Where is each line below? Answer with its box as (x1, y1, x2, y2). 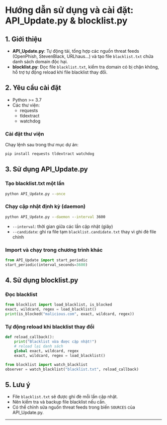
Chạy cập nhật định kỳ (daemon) (5, 203, 86, 210)
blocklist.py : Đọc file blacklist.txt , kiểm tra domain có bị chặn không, (12, 64, 159, 70)
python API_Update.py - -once (5, 191, 66, 196)
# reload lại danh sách (14, 344, 64, 349)
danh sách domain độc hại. (12, 59, 68, 64)
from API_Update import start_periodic (5, 258, 88, 263)
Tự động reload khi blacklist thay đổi (5, 323, 94, 330)
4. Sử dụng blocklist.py (5, 276, 79, 285)
